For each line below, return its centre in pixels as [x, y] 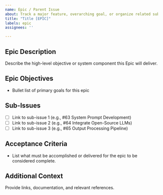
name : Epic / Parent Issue [32, 9]
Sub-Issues [23, 106]
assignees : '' [19, 28]
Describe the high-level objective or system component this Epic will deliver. [81, 63]
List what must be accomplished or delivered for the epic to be [74, 156]
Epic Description [31, 52]
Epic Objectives [29, 79]
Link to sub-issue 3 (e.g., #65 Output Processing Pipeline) [70, 128]
